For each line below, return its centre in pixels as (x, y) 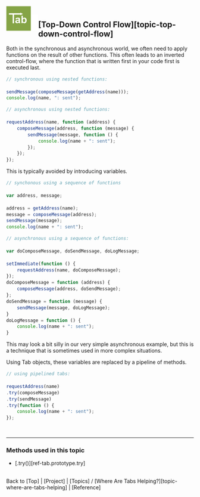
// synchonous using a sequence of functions (63, 183)
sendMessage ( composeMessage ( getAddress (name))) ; (68, 92)
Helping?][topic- (157, 481)
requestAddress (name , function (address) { (61, 122)
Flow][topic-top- (144, 25)
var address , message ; (34, 195)
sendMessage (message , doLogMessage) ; (64, 308)
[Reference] (86, 487)
